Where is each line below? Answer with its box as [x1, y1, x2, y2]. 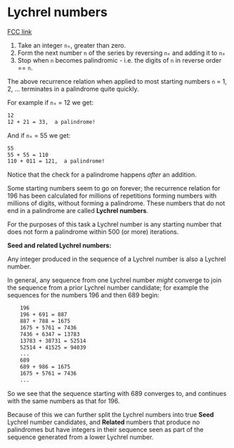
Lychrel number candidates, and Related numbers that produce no [7, 418, 200, 426]
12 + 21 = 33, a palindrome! [7, 118, 96, 125]
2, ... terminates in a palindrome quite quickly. [7, 84, 139, 93]
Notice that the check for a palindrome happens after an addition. [7, 170, 197, 179]
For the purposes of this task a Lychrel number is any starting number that [7, 220, 222, 229]
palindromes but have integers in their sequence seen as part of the [7, 425, 204, 433]
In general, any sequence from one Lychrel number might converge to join [7, 276, 222, 285]
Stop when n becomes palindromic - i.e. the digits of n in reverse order [17, 56, 222, 64]
